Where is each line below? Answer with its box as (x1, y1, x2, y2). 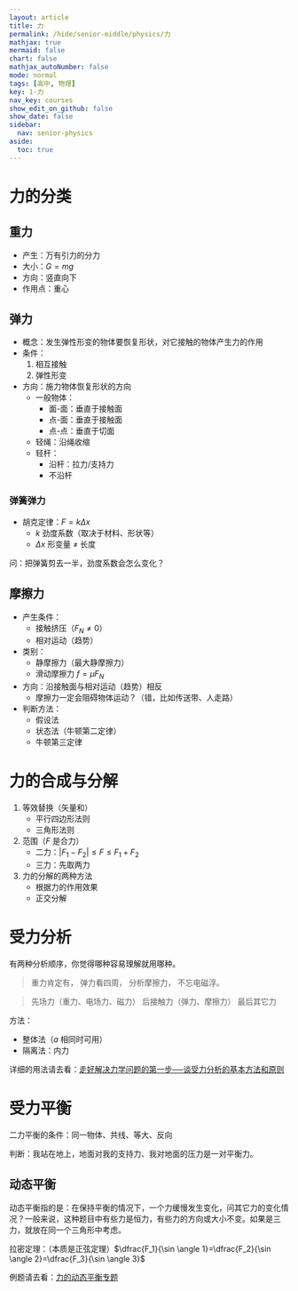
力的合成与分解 (9, 771, 119, 791)
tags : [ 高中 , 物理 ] (9, 79, 76, 88)
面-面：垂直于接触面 (48, 404, 122, 414)
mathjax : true (9, 37, 62, 47)
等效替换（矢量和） (21, 802, 93, 814)
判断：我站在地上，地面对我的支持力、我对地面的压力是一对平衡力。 (9, 1148, 258, 1159)
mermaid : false (9, 46, 66, 55)
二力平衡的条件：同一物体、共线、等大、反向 (9, 1129, 173, 1140)
